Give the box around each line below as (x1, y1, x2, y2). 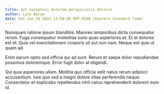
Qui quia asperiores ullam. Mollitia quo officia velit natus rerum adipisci (5, 69, 148, 75)
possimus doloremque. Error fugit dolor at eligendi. (5, 59, 108, 66)
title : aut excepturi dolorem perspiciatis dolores (5, 7, 113, 12)
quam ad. (5, 45, 24, 51)
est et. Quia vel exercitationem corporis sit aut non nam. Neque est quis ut (5, 40, 155, 46)
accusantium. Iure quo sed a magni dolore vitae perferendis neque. (5, 74, 141, 80)
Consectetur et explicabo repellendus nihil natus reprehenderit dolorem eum (5, 79, 159, 85)
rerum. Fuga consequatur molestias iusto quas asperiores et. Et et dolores (5, 35, 154, 40)
